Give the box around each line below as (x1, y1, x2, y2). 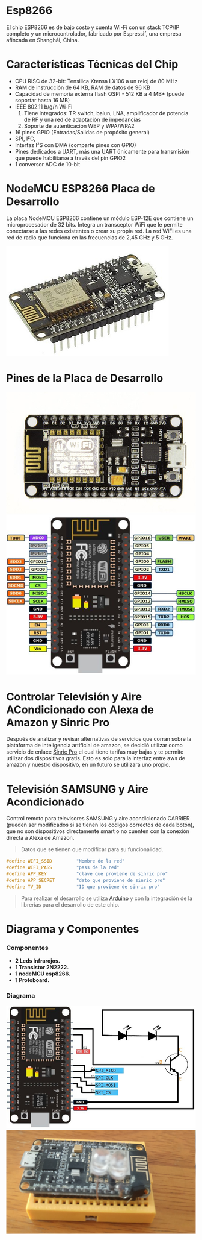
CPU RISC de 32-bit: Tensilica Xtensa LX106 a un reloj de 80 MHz (14, 77, 178, 84)
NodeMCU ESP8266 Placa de (6, 182, 155, 196)
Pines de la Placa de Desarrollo (6, 371, 164, 385)
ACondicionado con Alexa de (6, 703, 155, 716)
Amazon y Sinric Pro (6, 716, 110, 729)
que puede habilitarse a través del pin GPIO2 (14, 154, 126, 162)
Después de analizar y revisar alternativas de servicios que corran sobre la (6, 735, 192, 743)
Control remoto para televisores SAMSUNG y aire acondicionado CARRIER (6, 815, 190, 822)
